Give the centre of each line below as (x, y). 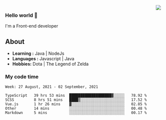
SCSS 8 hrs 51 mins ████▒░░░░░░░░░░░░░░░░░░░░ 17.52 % (76, 100)
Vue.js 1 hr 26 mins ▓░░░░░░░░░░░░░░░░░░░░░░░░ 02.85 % (76, 104)
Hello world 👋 (21, 15)
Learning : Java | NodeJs (38, 53)
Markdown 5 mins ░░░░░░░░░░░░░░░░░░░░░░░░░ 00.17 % (76, 113)
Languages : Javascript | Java (43, 59)
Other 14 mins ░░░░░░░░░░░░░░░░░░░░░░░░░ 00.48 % (76, 109)
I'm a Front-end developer (32, 26)
